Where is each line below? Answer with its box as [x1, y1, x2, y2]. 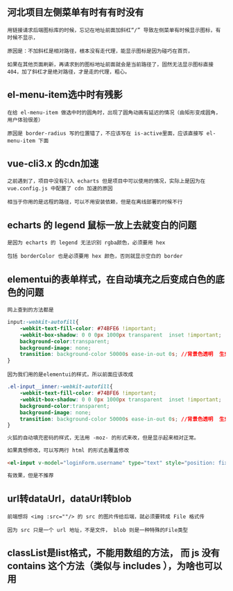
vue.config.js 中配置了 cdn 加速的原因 [7, 185, 113, 192]
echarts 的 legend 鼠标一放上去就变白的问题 [7, 219, 197, 231]
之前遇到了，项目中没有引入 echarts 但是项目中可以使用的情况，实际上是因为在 [7, 178, 206, 185]
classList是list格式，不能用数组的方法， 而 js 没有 [7, 547, 220, 559]
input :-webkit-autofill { [7, 318, 79, 326]
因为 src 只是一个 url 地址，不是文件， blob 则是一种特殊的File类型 [7, 526, 189, 533]
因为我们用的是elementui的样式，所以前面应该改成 [7, 371, 134, 378]
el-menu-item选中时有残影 [7, 89, 123, 101]
